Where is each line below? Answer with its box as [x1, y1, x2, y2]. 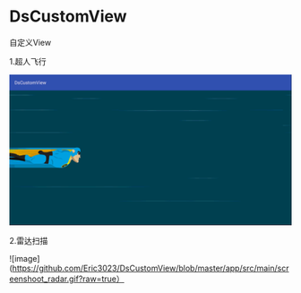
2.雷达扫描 [9, 236, 48, 246]
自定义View [9, 37, 52, 47]
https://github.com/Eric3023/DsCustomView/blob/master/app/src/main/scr [12, 263, 289, 274]
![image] [9, 254, 40, 264]
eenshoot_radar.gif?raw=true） [9, 273, 125, 284]
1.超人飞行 [9, 56, 47, 66]
